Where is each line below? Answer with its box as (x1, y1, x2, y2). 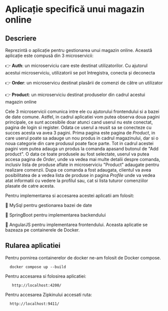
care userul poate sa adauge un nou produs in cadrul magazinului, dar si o (5, 135, 159, 141)
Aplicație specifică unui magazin (5, 3, 144, 15)
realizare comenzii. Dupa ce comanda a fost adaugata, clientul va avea (5, 167, 151, 173)
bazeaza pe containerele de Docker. (5, 227, 80, 233)
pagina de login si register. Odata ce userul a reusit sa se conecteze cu (5, 124, 152, 130)
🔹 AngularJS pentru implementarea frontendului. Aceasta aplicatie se (5, 221, 148, 227)
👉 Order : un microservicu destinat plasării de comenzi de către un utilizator (5, 80, 163, 85)
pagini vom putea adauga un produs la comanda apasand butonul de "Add (5, 146, 159, 151)
